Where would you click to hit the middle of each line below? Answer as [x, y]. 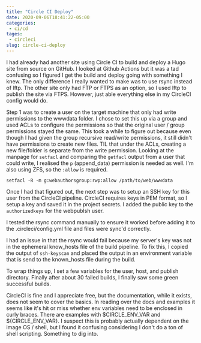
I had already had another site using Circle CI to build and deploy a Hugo [96, 62]
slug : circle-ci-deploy [36, 46]
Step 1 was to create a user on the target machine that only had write [91, 112]
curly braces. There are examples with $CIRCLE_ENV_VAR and [83, 314]
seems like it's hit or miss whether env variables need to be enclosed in [94, 308]
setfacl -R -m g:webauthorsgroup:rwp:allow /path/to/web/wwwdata [89, 180]
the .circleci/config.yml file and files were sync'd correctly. [79, 228]
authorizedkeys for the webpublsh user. [55, 210]
